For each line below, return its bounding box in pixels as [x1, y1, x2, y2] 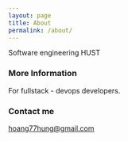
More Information [8, 68, 77, 79]
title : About [8, 19, 52, 27]
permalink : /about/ [8, 26, 73, 34]
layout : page [8, 11, 52, 20]
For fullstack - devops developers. [8, 86, 121, 95]
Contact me [8, 105, 55, 116]
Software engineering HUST [8, 48, 101, 58]
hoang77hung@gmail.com [8, 124, 95, 133]
